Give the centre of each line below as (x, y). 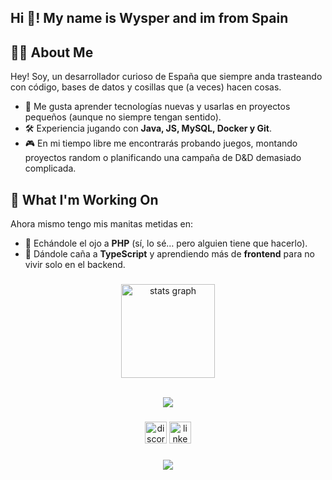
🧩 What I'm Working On (84, 199)
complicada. (50, 168)
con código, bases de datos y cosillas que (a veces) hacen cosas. (146, 87)
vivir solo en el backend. (75, 265)
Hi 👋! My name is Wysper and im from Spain (149, 18)
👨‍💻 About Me (52, 52)
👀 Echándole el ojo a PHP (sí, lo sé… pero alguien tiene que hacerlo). (166, 243)
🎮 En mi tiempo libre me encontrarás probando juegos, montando (161, 143)
